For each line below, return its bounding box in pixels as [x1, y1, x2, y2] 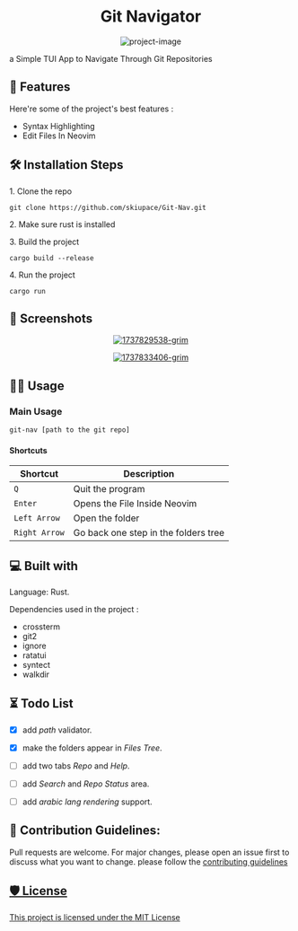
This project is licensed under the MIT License [9, 911, 181, 922]
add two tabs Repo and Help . [22, 760, 130, 771]
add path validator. [22, 725, 92, 735]
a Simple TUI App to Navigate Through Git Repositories [9, 53, 213, 64]
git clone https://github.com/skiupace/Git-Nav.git [9, 203, 206, 212]
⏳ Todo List [9, 696, 74, 711]
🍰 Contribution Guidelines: [9, 823, 161, 839]
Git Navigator [100, 6, 202, 27]
